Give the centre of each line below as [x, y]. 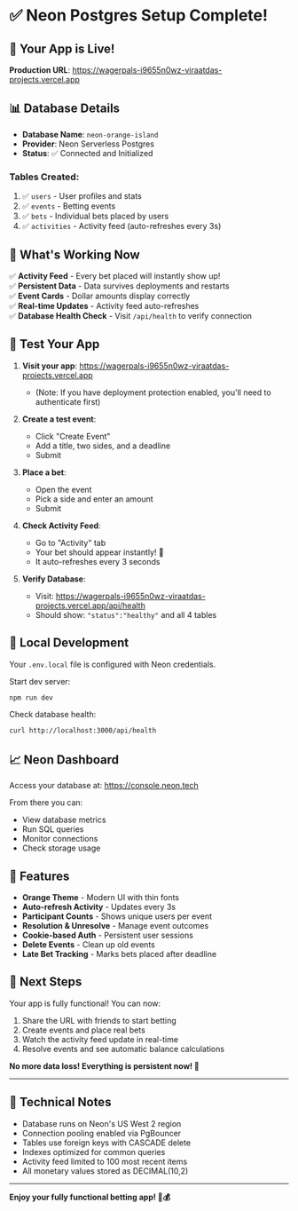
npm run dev [31, 698]
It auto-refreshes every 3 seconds [98, 561]
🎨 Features [39, 876]
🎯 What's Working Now [74, 254]
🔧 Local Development [69, 643]
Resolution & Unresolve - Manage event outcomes [115, 925]
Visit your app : [50, 366]
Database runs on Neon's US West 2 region [102, 1123]
